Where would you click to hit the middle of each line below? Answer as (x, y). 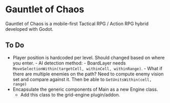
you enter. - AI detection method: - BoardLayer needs (69, 63)
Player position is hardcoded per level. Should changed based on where (89, 57)
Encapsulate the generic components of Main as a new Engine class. (85, 89)
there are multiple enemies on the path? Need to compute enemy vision (88, 74)
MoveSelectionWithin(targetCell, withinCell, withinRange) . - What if (88, 68)
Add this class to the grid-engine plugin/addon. (70, 95)
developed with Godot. (29, 29)
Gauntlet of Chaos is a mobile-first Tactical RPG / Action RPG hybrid (77, 24)
